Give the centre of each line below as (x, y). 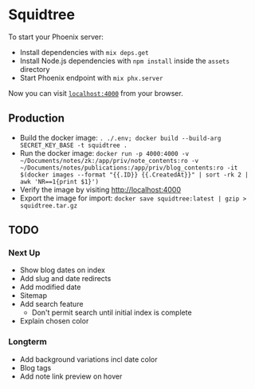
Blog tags (35, 367)
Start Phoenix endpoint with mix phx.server (91, 77)
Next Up (24, 253)
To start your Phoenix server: (56, 37)
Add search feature (51, 304)
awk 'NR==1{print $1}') (59, 181)
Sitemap (33, 296)
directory (35, 69)
